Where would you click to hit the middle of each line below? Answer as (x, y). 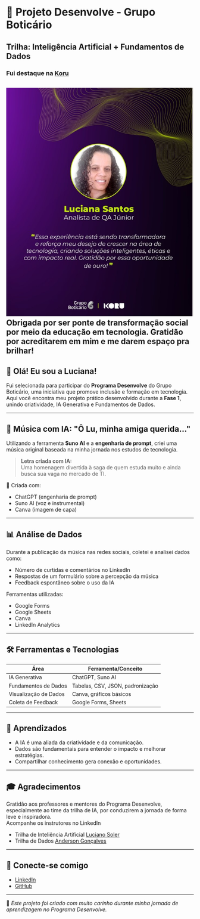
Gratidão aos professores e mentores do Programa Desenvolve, (84, 804)
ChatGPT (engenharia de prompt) (56, 497)
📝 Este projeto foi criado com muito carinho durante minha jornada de (92, 903)
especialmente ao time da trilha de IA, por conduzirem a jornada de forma (97, 810)
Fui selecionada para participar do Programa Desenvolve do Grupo (89, 386)
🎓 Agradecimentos (43, 787)
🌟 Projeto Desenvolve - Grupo (81, 12)
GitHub (24, 886)
